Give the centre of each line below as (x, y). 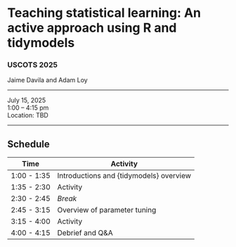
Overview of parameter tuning (107, 210)
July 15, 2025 (27, 101)
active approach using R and (92, 28)
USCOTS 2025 (33, 65)
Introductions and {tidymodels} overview (124, 176)
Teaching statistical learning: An (104, 13)
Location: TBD (28, 115)
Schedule (29, 144)
